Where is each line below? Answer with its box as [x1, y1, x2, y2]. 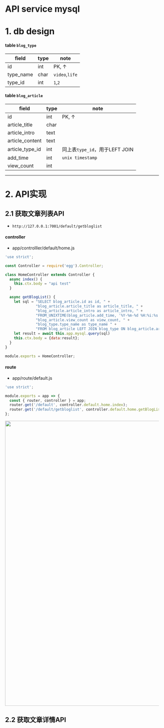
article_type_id [7, 146, 41, 152]
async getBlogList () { [9, 295, 56, 300]
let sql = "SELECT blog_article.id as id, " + [14, 299, 110, 304]
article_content [7, 137, 42, 144]
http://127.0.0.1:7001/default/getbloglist [12, 224, 102, 229]
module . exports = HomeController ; [5, 354, 76, 359]
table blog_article [5, 93, 43, 98]
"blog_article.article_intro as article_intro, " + [36, 308, 143, 313]
